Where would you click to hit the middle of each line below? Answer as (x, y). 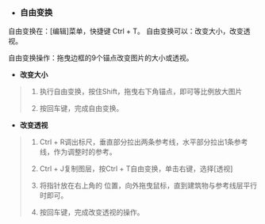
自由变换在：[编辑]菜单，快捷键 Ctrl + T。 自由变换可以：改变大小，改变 (126, 31)
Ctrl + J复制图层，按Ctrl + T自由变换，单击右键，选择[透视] (136, 169)
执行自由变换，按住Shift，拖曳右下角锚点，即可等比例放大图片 (141, 92)
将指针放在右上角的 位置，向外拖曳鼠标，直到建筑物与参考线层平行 (148, 186)
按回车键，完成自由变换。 (81, 108)
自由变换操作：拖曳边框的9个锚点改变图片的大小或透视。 (101, 58)
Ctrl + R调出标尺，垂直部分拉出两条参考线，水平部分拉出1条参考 (144, 142)
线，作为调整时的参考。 (78, 152)
